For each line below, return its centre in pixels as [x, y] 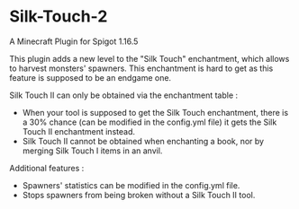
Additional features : [47, 168]
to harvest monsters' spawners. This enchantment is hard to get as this [141, 68]
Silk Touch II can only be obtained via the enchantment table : [124, 95]
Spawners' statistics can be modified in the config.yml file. [131, 185]
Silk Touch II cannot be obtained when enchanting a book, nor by [143, 141]
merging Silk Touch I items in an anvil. [92, 151]
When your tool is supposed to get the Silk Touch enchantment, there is [155, 112]
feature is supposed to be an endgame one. [91, 77]
